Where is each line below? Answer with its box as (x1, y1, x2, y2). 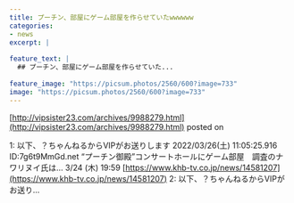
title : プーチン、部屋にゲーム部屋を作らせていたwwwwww (9, 12, 194, 22)
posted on (186, 121, 224, 132)
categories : (9, 21, 54, 30)
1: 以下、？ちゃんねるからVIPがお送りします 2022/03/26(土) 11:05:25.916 (9, 140, 278, 150)
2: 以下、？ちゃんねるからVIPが (169, 173, 285, 183)
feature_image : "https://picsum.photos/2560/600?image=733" (9, 79, 239, 88)
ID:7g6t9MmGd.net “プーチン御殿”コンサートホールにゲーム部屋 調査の (9, 150, 276, 161)
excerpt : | (9, 37, 50, 47)
